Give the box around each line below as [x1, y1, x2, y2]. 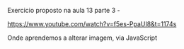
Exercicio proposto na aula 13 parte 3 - [7, 6, 120, 14]
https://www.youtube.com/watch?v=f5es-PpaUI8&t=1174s [7, 20, 177, 28]
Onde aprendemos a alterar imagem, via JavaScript [7, 33, 158, 42]
